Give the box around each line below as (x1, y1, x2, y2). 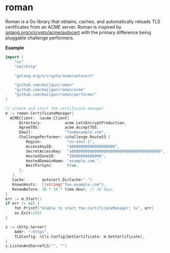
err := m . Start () (5, 196, 42, 201)
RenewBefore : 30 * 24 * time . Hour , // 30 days (12, 187, 113, 192)
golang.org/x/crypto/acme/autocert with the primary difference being (5, 29, 152, 35)
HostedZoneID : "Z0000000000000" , (26, 153, 106, 158)
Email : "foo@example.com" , (18, 130, 106, 135)
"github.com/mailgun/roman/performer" (14, 92, 97, 97)
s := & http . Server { (5, 224, 47, 229)
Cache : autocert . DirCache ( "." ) (12, 177, 93, 182)
